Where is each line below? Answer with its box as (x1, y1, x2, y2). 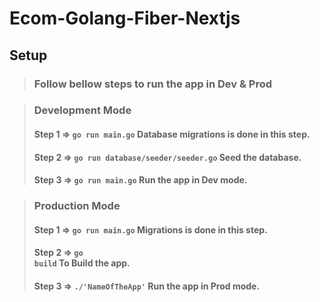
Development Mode (33, 103, 132, 117)
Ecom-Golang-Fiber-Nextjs (9, 7, 241, 30)
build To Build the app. (33, 257, 131, 269)
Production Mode (33, 199, 121, 213)
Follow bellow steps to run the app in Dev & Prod (33, 77, 273, 91)
